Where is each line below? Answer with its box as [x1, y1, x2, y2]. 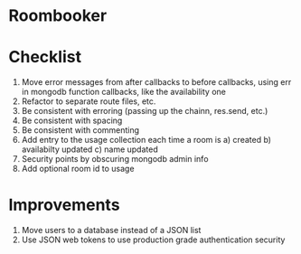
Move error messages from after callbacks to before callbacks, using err [21, 77, 292, 88]
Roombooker [8, 5, 108, 26]
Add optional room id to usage [21, 164, 135, 174]
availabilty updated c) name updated [21, 144, 159, 155]
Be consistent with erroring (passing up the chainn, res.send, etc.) [21, 106, 268, 117]
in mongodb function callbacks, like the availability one [21, 87, 227, 98]
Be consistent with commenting [21, 125, 140, 136]
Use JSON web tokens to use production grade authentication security [21, 234, 286, 245]
